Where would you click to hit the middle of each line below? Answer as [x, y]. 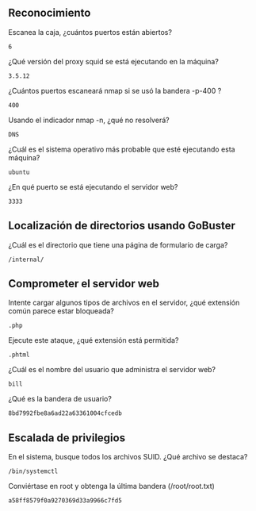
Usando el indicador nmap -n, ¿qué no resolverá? [89, 120]
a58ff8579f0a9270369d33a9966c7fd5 [65, 501]
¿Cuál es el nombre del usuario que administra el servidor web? [112, 370]
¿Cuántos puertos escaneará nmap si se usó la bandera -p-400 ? [115, 90]
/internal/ [26, 259]
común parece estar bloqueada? [61, 311]
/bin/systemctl [33, 471]
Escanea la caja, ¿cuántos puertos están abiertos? [90, 32]
